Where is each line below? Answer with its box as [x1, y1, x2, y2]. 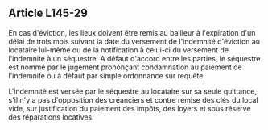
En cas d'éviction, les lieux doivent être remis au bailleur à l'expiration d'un [8, 27, 256, 37]
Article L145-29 [8, 6, 89, 20]
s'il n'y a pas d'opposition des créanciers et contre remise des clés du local [8, 94, 259, 104]
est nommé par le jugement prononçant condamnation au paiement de [8, 62, 243, 72]
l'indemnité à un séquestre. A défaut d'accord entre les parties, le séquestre [8, 53, 261, 63]
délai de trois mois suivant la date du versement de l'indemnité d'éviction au [8, 36, 260, 46]
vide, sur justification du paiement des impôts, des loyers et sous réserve [8, 103, 251, 113]
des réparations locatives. [8, 112, 94, 122]
